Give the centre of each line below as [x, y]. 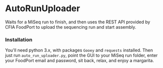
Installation [19, 39]
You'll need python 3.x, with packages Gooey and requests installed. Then [79, 50]
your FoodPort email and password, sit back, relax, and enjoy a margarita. [80, 61]
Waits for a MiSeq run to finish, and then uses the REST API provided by [78, 22]
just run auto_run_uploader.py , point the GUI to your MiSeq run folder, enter [81, 55]
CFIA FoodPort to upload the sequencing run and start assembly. [71, 27]
